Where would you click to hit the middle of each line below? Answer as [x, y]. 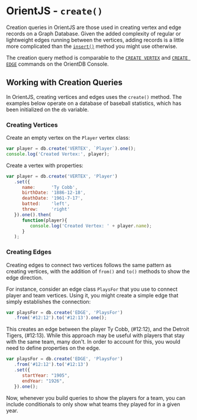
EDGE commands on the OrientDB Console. [58, 64]
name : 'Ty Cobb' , [50, 187]
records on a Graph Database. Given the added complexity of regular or [94, 33]
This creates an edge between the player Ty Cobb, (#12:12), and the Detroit [98, 329]
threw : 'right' [46, 209]
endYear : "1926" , [43, 381]
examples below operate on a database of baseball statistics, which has [94, 103]
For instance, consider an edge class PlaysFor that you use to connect [92, 289]
